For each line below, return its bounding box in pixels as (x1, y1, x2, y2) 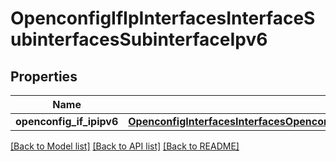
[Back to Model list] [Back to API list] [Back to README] (10, 140, 240, 152)
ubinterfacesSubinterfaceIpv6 (10, 28, 268, 51)
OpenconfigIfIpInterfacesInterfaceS (10, 7, 316, 30)
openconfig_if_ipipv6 (15, 115, 119, 128)
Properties (10, 68, 78, 85)
